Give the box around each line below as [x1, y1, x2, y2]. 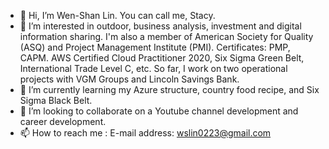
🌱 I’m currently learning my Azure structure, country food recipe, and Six [19, 84, 320, 95]
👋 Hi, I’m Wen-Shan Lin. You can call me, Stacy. [19, 10, 216, 21]
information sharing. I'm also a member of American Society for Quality [19, 31, 314, 42]
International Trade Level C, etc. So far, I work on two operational [19, 63, 288, 74]
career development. [19, 116, 107, 127]
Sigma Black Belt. [19, 95, 93, 106]
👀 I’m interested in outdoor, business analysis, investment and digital [19, 20, 302, 32]
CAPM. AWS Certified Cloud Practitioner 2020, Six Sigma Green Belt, [19, 52, 305, 64]
